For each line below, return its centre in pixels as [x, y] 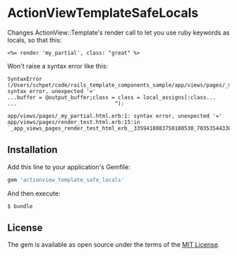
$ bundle [20, 206]
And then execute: [34, 193]
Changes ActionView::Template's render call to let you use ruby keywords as [119, 32]
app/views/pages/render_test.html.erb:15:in [74, 122]
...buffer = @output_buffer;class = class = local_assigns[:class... [112, 97]
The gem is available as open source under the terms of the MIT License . [114, 245]
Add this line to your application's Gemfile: [69, 166]
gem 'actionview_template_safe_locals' [66, 180]
